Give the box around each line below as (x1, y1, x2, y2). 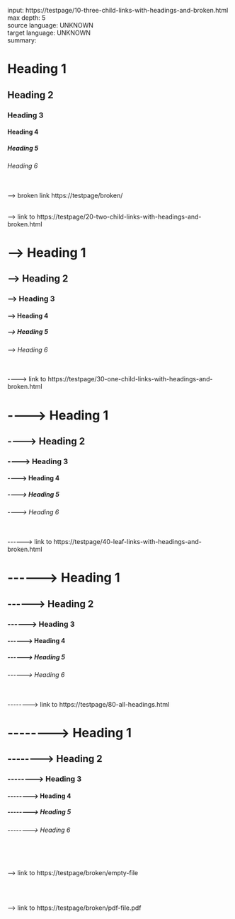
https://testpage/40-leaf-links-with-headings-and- (53, 538, 202, 546)
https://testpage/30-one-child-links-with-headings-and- (47, 375, 214, 383)
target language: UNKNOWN (7, 28, 91, 37)
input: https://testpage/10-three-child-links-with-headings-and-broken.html (7, 6, 229, 14)
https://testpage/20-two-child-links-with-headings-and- (36, 212, 202, 221)
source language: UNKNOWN (7, 21, 94, 29)
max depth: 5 (7, 13, 46, 22)
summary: (7, 36, 37, 45)
